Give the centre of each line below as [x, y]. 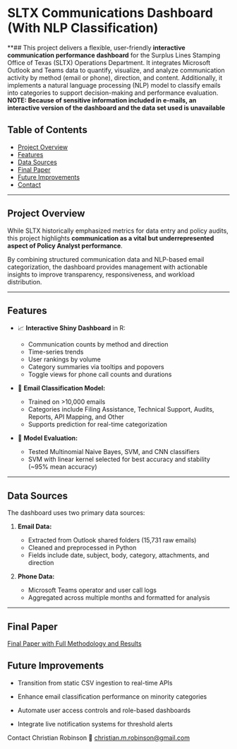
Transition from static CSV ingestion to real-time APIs [95, 683]
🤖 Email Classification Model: [61, 388]
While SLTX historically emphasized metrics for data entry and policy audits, [118, 231]
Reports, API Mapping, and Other [76, 417]
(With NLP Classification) [83, 28]
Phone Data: [36, 576]
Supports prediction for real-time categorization [98, 424]
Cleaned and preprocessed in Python [82, 548]
